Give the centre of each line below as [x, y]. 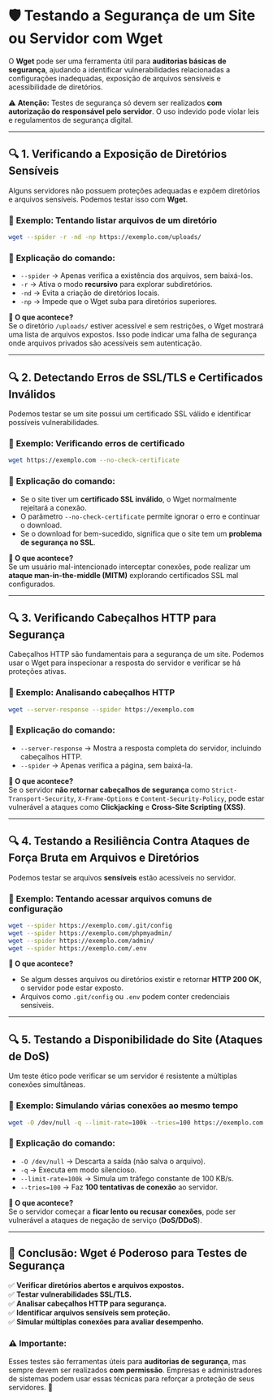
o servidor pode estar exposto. [72, 988]
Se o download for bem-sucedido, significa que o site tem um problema [141, 533]
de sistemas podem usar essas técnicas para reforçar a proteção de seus [132, 1378]
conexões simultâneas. [47, 1085]
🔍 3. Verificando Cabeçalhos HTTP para [113, 617]
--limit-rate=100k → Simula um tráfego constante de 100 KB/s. [127, 1178]
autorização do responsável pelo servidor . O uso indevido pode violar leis [134, 111]
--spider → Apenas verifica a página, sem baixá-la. [106, 765]
